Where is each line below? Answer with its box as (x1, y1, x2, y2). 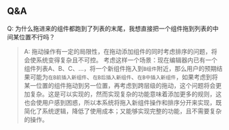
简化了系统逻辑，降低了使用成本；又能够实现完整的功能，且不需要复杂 (23, 107, 222, 115)
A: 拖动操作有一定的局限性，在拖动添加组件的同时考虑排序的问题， (23, 47, 212, 55)
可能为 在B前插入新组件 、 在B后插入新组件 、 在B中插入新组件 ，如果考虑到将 (29, 73, 219, 81)
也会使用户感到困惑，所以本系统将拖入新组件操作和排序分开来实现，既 (23, 98, 222, 106)
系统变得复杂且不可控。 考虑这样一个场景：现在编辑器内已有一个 (36, 56, 217, 64)
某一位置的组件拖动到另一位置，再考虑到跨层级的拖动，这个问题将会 (23, 81, 216, 89)
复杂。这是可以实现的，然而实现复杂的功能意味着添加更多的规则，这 (29, 90, 222, 98)
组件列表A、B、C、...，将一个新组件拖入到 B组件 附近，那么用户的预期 (23, 64, 217, 72)
